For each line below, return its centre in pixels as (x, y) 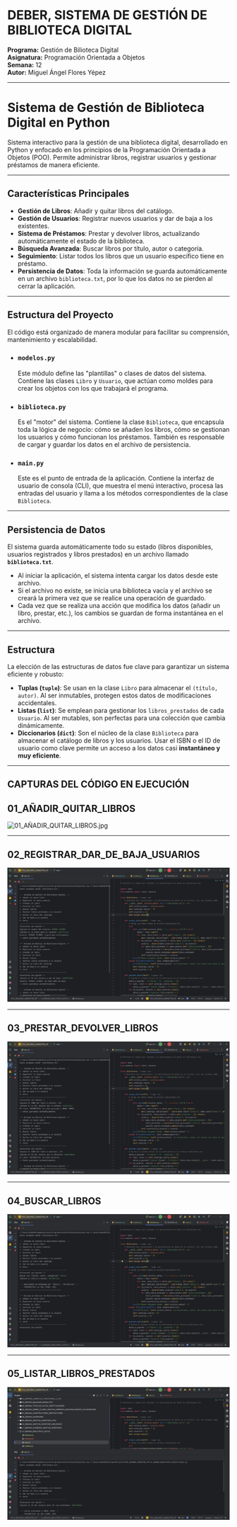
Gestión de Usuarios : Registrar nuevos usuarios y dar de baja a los (115, 218)
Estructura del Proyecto (61, 315)
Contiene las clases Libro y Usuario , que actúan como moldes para (115, 381)
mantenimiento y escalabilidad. (52, 339)
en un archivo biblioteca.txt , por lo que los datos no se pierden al (115, 278)
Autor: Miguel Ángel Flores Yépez (56, 72)
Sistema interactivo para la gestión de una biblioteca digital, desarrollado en (117, 142)
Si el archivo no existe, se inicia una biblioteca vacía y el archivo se (115, 590)
